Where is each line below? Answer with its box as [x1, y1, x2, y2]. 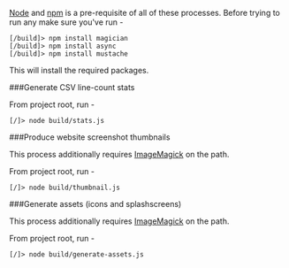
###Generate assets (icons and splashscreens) [9, 199, 182, 209]
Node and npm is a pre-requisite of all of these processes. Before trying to [9, 8, 280, 18]
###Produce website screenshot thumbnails [9, 132, 171, 142]
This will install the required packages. [9, 65, 149, 75]
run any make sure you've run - [9, 17, 124, 27]
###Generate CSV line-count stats [9, 82, 135, 92]
